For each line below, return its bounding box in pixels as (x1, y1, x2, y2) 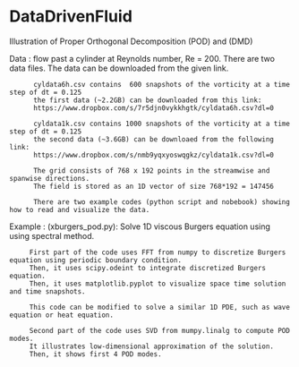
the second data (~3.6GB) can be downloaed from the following (32, 134, 275, 144)
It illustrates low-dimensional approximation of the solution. (29, 342, 275, 351)
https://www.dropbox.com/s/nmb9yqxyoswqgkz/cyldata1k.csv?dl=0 (32, 150, 275, 159)
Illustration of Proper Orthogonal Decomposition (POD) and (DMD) (9, 36, 253, 47)
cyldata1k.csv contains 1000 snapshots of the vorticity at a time (32, 119, 291, 128)
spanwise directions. (9, 174, 90, 183)
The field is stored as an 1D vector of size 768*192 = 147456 (32, 182, 275, 191)
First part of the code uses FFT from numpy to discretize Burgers (29, 248, 286, 257)
